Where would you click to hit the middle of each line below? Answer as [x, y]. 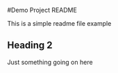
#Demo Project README [42, 10]
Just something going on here [50, 62]
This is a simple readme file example [59, 23]
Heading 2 [30, 46]
